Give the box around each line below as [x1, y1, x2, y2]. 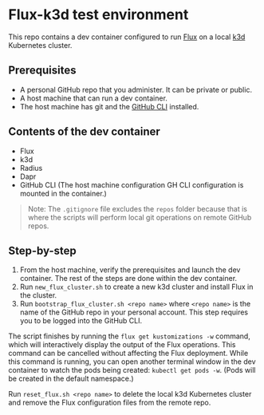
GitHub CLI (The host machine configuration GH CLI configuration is [19, 180, 244, 189]
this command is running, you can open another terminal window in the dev [8, 357, 256, 366]
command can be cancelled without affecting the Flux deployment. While [8, 349, 249, 358]
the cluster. [19, 290, 57, 300]
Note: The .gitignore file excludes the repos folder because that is [27, 204, 247, 213]
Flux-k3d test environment [8, 6, 189, 24]
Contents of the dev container [8, 125, 161, 139]
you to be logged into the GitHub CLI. [19, 316, 143, 326]
